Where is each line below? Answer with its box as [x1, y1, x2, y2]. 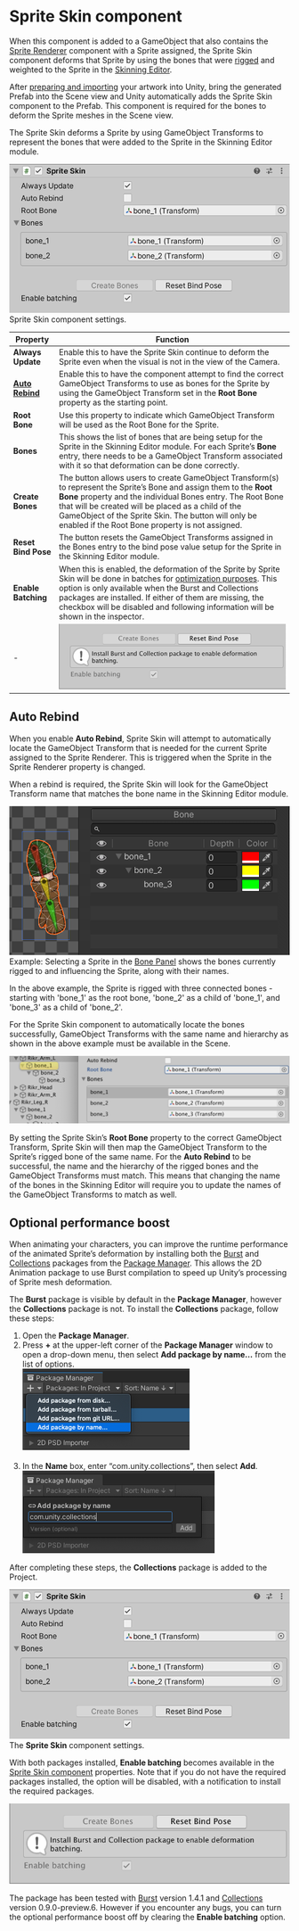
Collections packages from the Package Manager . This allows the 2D [9, 1258, 263, 1268]
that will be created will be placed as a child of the [59, 501, 242, 512]
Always [12, 347, 42, 358]
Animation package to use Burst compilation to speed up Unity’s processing [9, 1267, 287, 1277]
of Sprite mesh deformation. [9, 1277, 113, 1287]
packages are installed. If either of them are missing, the [59, 591, 264, 603]
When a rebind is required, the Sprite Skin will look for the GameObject [9, 779, 269, 789]
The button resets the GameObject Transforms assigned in [59, 532, 273, 543]
